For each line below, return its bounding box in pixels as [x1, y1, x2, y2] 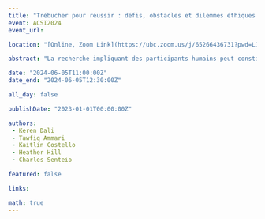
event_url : [8, 26, 44, 34]
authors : [8, 119, 37, 127]
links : [8, 184, 30, 192]
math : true [8, 198, 44, 206]
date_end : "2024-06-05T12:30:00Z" [8, 77, 122, 85]
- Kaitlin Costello [11, 142, 77, 149]
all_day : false [8, 91, 58, 99]
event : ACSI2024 [8, 19, 62, 27]
